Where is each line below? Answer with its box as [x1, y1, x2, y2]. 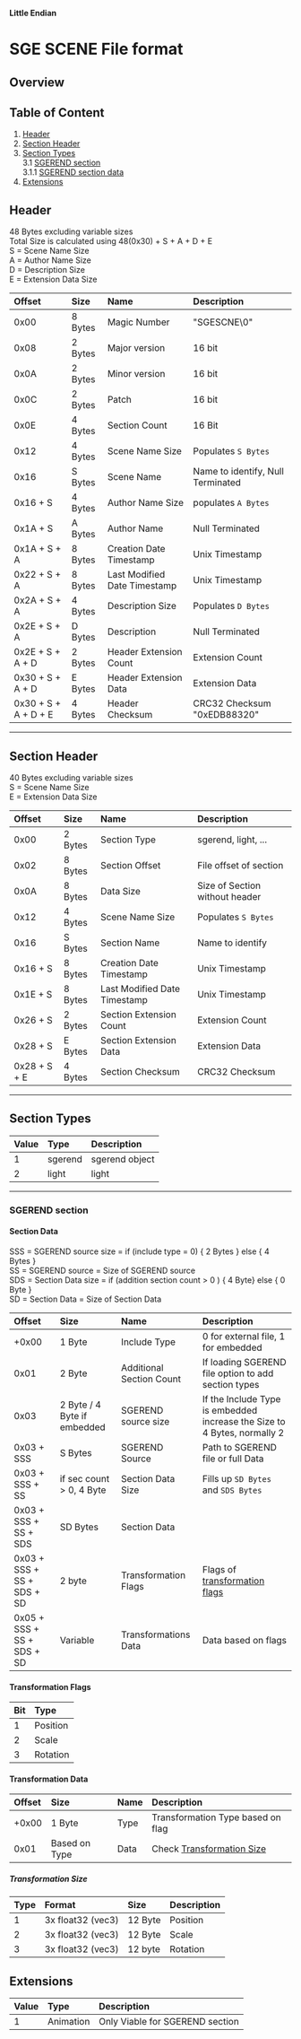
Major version [107, 342, 166, 354]
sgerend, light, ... [196, 833, 267, 846]
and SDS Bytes [202, 1484, 262, 1496]
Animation [47, 2016, 90, 2028]
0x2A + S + [13, 594, 62, 606]
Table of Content [9, 105, 105, 120]
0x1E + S [13, 989, 53, 1001]
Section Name [99, 937, 160, 949]
